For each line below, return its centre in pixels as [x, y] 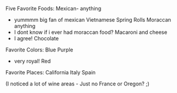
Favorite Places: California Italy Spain [51, 72]
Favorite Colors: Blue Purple [39, 50]
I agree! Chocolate [36, 38]
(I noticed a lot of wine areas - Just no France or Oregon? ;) [78, 84]
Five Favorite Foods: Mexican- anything [53, 8]
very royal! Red [32, 61]
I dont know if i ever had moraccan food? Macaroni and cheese [91, 32]
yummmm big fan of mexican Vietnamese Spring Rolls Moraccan [93, 20]
